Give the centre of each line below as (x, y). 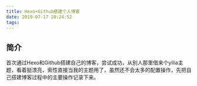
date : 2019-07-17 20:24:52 (39, 17)
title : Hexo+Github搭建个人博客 (43, 11)
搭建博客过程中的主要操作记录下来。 (55, 77)
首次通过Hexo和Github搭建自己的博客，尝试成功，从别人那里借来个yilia (92, 63)
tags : (13, 22)
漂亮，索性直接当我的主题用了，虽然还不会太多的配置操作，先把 (109, 70)
